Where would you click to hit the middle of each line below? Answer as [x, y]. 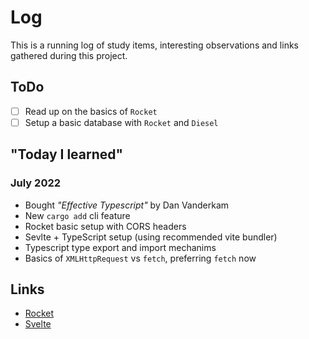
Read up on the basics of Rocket [91, 111]
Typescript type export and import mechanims [120, 247]
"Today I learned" [67, 154]
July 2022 [36, 183]
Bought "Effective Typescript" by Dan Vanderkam [127, 205]
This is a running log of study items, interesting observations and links [154, 45]
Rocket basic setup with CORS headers [105, 226]
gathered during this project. [69, 55]
